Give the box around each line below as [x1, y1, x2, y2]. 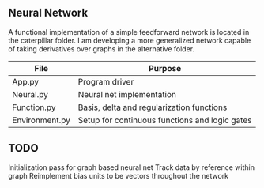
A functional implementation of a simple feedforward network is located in [8, 27, 250, 36]
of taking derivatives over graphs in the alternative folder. [8, 43, 195, 54]
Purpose [149, 62, 182, 73]
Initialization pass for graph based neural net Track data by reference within [8, 162, 255, 172]
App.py [12, 76, 40, 87]
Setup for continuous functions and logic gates [77, 115, 252, 126]
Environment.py [12, 115, 71, 126]
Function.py [12, 102, 56, 113]
